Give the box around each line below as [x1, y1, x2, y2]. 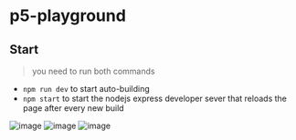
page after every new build [22, 103, 125, 114]
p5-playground [9, 5, 126, 26]
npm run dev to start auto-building [22, 84, 151, 94]
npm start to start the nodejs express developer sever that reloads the [22, 93, 288, 104]
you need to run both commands [31, 65, 155, 76]
